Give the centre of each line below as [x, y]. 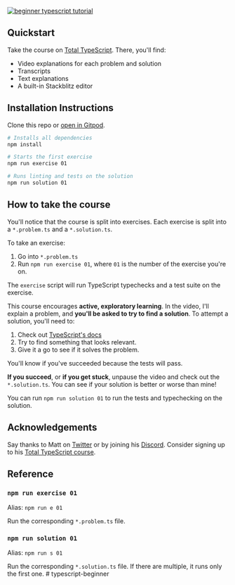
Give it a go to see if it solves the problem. [78, 349]
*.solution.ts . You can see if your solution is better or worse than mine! [112, 384]
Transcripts [34, 71]
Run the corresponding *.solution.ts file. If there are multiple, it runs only [115, 567]
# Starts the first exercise [50, 157]
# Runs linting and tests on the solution [70, 176]
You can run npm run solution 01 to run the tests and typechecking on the [115, 398]
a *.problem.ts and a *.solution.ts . [60, 229]
